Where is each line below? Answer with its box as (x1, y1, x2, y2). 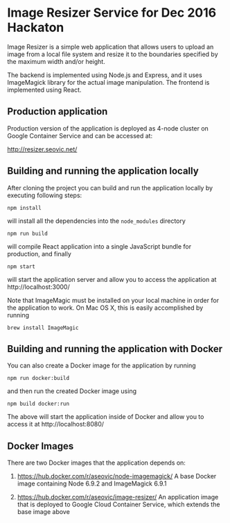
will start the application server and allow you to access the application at (7, 275, 217, 283)
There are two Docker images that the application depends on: (7, 458, 186, 467)
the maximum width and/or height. (7, 57, 105, 65)
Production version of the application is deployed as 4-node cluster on (7, 124, 209, 133)
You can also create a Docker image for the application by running (7, 361, 196, 370)
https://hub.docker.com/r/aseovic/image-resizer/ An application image (17, 493, 219, 501)
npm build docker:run (7, 401, 70, 408)
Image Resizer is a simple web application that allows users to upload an (7, 42, 214, 51)
